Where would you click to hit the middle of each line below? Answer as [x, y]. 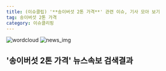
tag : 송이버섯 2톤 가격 [32, 17]
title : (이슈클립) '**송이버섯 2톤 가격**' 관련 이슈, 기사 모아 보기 [83, 12]
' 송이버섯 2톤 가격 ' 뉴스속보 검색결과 [70, 60]
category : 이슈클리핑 [30, 23]
